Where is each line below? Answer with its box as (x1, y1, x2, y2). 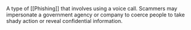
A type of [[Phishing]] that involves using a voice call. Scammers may (6, 5, 178, 12)
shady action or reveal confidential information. (6, 18, 123, 24)
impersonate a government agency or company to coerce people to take (6, 11, 185, 18)
